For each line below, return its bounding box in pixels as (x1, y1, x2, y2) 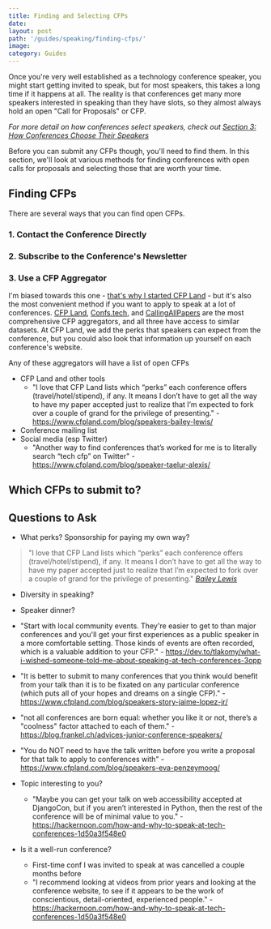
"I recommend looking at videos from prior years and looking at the (32, 877, 256, 888)
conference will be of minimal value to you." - (32, 811, 184, 821)
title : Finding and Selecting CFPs (8, 11, 129, 20)
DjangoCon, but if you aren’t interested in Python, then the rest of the (32, 803, 263, 813)
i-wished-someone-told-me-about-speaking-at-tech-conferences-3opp (19, 656, 262, 666)
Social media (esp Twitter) (19, 434, 108, 443)
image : (8, 42, 31, 50)
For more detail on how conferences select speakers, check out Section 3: (8, 122, 256, 131)
